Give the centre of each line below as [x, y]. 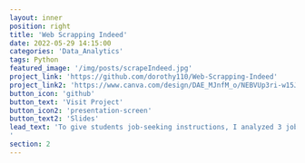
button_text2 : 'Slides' [54, 119]
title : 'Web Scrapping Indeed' [69, 34]
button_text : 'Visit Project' [67, 102]
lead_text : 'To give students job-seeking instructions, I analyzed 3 [146, 128]
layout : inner [36, 18]
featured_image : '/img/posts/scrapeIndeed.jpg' [101, 69]
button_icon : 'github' [52, 93]
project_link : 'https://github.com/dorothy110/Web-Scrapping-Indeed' [144, 77]
